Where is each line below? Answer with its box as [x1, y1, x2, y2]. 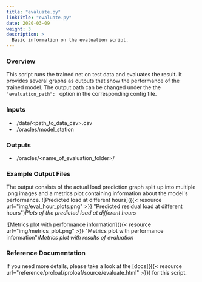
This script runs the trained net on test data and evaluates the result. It [6, 71, 182, 78]
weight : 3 [6, 25, 32, 32]
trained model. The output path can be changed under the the [6, 84, 161, 91]
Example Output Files [6, 169, 71, 178]
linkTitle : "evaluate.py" [6, 15, 72, 21]
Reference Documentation [6, 249, 86, 258]
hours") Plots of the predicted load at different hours [6, 209, 136, 217]
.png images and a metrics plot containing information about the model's [6, 190, 188, 197]
